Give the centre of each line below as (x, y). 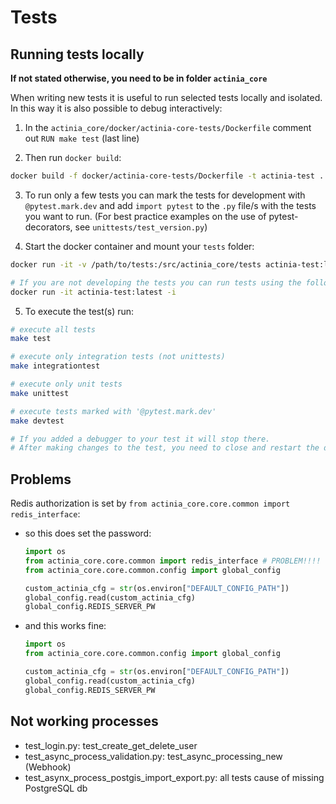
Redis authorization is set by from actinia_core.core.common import (150, 503)
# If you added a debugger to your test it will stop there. (140, 439)
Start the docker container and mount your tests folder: (139, 246)
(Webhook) (48, 767)
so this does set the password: (88, 533)
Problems (41, 479)
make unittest (40, 393)
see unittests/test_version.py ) (141, 227)
